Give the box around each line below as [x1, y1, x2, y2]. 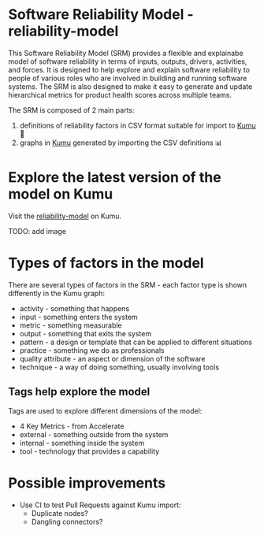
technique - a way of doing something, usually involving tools [19, 362, 219, 372]
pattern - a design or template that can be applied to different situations [19, 337, 252, 347]
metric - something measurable [19, 321, 122, 330]
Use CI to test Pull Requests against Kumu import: [19, 500, 181, 510]
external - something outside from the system [19, 429, 169, 439]
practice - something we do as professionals [19, 345, 165, 355]
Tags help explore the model [8, 385, 151, 399]
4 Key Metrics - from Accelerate [19, 421, 125, 431]
